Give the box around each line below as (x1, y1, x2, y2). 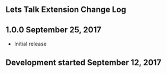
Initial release (14, 41, 47, 48)
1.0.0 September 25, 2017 (5, 25, 102, 35)
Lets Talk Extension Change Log (5, 5, 127, 15)
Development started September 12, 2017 (5, 57, 162, 67)
